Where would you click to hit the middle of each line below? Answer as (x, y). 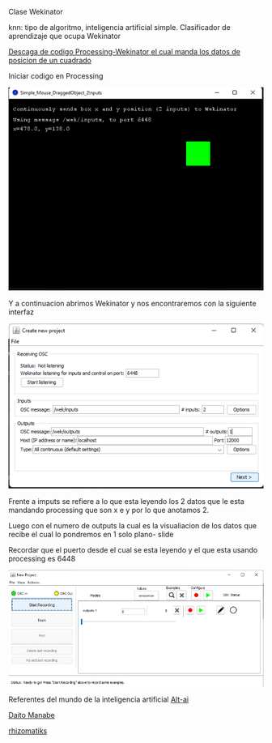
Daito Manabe (32, 715)
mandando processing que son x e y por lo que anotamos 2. (109, 510)
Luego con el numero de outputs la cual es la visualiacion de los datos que (133, 526)
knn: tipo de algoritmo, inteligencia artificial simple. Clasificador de (119, 27)
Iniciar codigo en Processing (56, 76)
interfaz (21, 312)
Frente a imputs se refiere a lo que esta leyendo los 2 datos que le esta (126, 502)
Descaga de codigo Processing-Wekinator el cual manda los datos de (124, 51)
